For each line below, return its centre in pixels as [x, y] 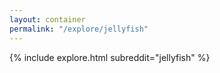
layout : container [47, 19]
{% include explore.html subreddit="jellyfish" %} [110, 57]
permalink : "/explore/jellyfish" [79, 29]
